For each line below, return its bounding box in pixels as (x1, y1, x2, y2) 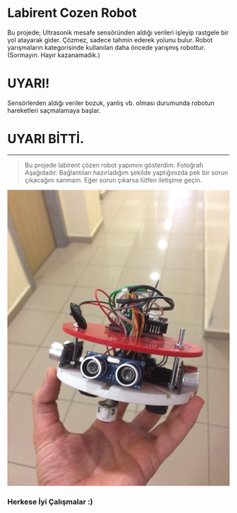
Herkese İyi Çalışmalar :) (7, 497, 93, 507)
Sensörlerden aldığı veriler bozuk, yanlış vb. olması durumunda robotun (7, 99, 215, 107)
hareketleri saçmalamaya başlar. (7, 106, 101, 114)
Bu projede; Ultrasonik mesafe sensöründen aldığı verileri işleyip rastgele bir (7, 28, 229, 37)
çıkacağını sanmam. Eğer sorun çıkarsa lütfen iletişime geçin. (24, 175, 202, 184)
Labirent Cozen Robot (7, 5, 137, 21)
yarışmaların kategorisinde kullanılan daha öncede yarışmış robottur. (7, 43, 206, 51)
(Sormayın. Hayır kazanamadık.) (7, 51, 101, 59)
